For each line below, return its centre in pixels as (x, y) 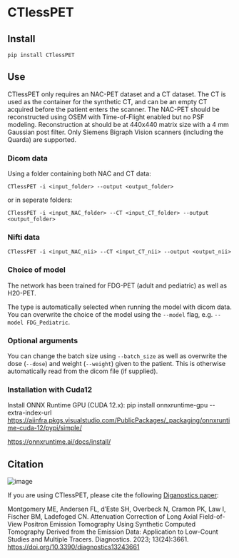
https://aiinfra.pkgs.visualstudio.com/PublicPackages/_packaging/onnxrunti (119, 420)
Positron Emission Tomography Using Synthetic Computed (110, 524)
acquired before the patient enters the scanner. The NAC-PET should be (113, 109)
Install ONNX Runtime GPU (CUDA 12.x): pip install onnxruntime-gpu (108, 405)
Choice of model (36, 270)
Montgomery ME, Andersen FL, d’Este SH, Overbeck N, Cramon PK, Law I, (117, 509)
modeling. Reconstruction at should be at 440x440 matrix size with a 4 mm (118, 124)
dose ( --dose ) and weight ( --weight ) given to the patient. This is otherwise (117, 364)
